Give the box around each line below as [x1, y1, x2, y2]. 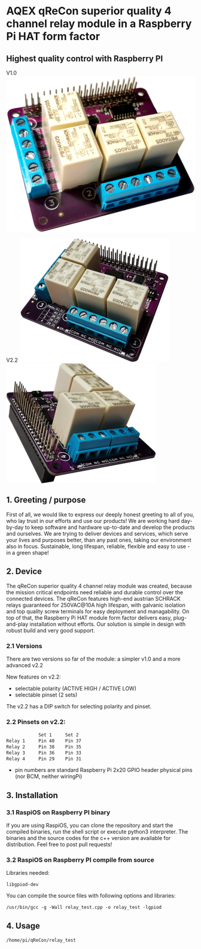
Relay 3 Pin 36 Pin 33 [6, 750, 82, 756]
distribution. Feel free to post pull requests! [6, 841, 112, 848]
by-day [6, 524, 24, 531]
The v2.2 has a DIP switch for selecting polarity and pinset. [6, 703, 152, 710]
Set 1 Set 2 [38, 732, 79, 738]
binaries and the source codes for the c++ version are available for [6, 835, 171, 841]
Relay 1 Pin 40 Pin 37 [6, 738, 82, 744]
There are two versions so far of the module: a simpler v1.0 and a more [6, 655, 181, 662]
